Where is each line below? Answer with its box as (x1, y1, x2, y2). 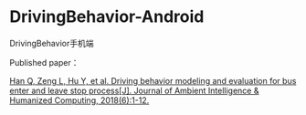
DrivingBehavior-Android (9, 6, 205, 27)
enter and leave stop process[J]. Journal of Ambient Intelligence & (9, 85, 259, 96)
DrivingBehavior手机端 (9, 37, 94, 48)
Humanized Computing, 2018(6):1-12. (9, 94, 150, 106)
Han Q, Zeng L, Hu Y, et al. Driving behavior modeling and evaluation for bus (9, 75, 297, 86)
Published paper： (9, 57, 79, 68)
